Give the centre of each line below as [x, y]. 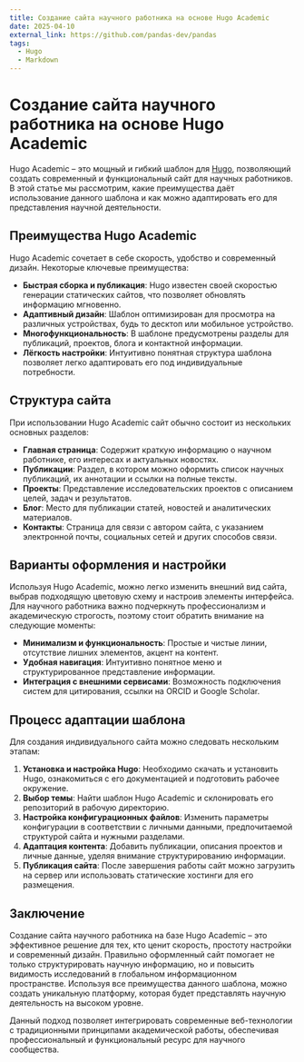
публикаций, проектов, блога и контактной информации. [132, 342]
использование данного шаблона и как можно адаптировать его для [143, 197]
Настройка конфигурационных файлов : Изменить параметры [146, 818]
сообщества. [34, 1049]
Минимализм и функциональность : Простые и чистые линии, [145, 643]
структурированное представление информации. [119, 672]
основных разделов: [49, 432]
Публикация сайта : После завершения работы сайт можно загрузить [159, 866]
